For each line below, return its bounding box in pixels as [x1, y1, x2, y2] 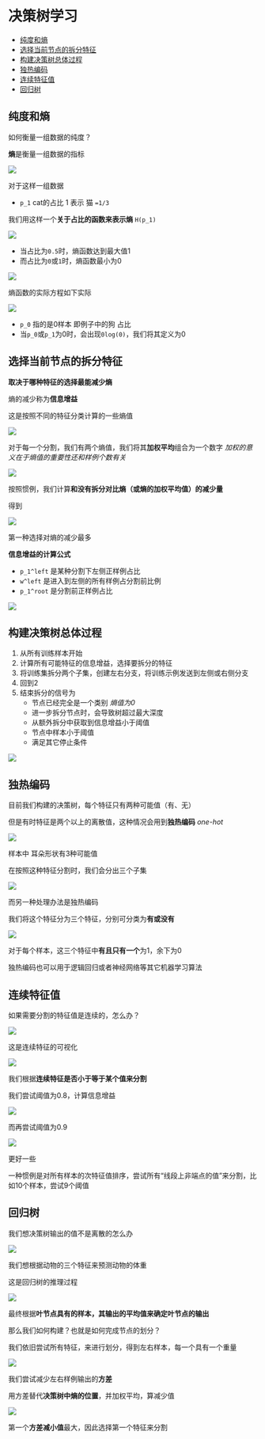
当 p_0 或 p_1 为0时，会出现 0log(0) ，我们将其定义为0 [19, 329, 186, 339]
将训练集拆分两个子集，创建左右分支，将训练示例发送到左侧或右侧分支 [19, 668, 249, 678]
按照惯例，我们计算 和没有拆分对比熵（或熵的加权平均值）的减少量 [8, 484, 223, 493]
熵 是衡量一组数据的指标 [8, 149, 85, 158]
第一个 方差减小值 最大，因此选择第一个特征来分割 [8, 1422, 168, 1432]
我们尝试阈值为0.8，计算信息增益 [8, 1091, 116, 1100]
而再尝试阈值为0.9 [8, 1122, 68, 1132]
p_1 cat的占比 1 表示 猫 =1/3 [19, 197, 109, 207]
